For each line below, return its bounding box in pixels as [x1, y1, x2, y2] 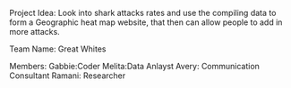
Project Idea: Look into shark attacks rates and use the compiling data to [9, 8, 277, 18]
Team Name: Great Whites [9, 44, 107, 54]
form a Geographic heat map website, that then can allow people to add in [9, 17, 283, 28]
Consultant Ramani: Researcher [9, 70, 126, 81]
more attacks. [9, 27, 60, 36]
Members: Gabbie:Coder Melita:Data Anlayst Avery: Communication [9, 61, 260, 71]
